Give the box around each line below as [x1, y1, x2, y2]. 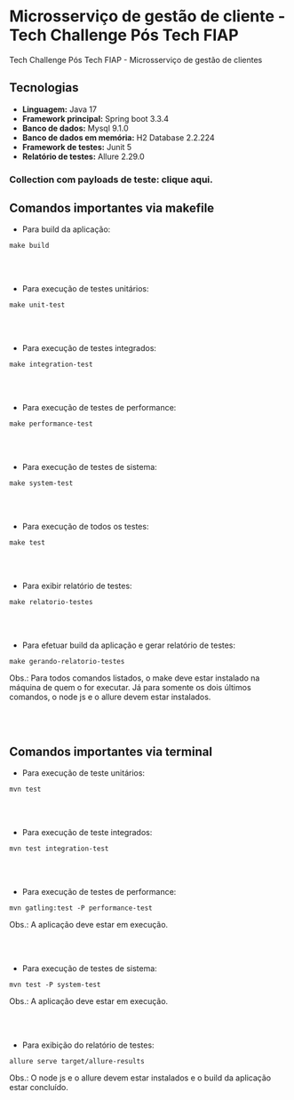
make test [9, 538, 46, 547]
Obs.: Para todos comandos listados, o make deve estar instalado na [9, 673, 260, 683]
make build [9, 242, 50, 251]
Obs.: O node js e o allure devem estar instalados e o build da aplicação [9, 1072, 272, 1083]
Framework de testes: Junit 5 [21, 141, 132, 152]
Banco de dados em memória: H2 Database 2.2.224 [21, 132, 215, 143]
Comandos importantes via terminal [9, 744, 213, 759]
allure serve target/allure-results [9, 1057, 145, 1066]
